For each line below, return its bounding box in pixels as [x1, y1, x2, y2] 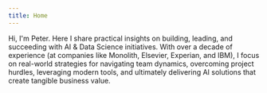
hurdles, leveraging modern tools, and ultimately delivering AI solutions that [8, 67, 257, 76]
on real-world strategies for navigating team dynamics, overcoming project [8, 59, 254, 68]
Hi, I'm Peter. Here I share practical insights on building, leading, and [8, 33, 234, 43]
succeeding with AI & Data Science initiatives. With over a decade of [8, 41, 233, 52]
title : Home [8, 11, 48, 20]
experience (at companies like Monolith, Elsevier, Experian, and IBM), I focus [8, 50, 260, 60]
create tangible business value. [8, 76, 111, 85]
